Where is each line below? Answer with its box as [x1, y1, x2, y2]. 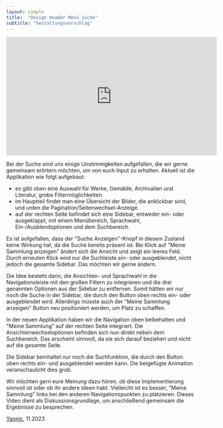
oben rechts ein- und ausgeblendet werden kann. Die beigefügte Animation [6, 360, 194, 367]
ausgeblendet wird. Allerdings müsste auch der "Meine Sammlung [6, 298, 170, 305]
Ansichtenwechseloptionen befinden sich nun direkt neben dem [6, 329, 165, 336]
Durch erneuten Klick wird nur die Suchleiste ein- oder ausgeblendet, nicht [6, 254, 192, 262]
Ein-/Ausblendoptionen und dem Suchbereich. [14, 224, 130, 231]
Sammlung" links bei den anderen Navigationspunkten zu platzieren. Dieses [6, 391, 194, 398]
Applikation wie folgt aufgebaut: [6, 173, 85, 181]
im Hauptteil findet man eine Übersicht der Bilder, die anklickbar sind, [14, 198, 187, 205]
